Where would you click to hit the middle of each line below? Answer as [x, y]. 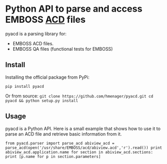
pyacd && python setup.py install [42, 101]
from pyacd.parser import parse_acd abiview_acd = [60, 143]
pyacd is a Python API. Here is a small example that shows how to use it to [83, 128]
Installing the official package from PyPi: [47, 77]
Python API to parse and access [74, 9]
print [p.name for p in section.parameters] [53, 156]
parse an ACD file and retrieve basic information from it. [63, 134]
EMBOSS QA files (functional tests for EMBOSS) [63, 49]
